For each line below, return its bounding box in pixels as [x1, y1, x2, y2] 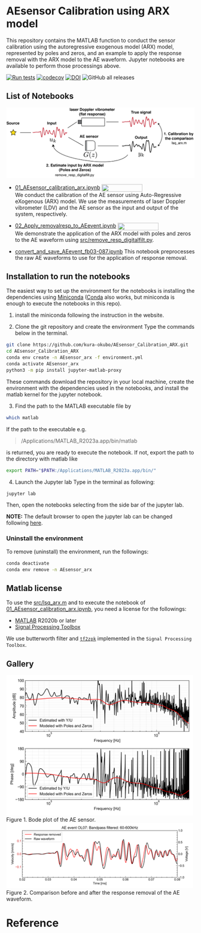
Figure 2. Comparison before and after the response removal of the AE [6, 889, 180, 896]
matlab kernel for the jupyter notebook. [6, 390, 103, 398]
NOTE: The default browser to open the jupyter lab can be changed [6, 513, 173, 520]
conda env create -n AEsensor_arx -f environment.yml [6, 355, 144, 361]
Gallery [6, 659, 34, 669]
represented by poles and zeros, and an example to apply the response [6, 49, 182, 56]
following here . [6, 519, 43, 526]
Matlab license [6, 583, 63, 593]
